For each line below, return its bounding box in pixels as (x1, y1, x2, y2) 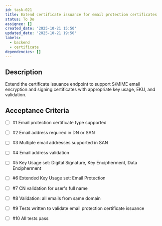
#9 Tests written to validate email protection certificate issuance (12, 205, 145, 211)
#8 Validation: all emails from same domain (12, 195, 101, 201)
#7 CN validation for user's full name (12, 185, 88, 191)
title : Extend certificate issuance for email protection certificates (5, 12, 157, 17)
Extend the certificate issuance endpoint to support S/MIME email (5, 81, 141, 87)
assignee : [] (5, 21, 32, 27)
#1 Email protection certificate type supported (12, 120, 107, 126)
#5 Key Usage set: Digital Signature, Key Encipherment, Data (12, 160, 138, 166)
